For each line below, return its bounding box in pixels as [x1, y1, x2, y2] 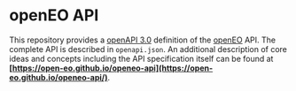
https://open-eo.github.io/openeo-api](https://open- [12, 63, 214, 73]
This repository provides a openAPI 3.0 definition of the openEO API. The [9, 34, 277, 45]
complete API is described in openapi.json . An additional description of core [9, 43, 288, 54]
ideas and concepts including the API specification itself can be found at [9, 53, 274, 64]
